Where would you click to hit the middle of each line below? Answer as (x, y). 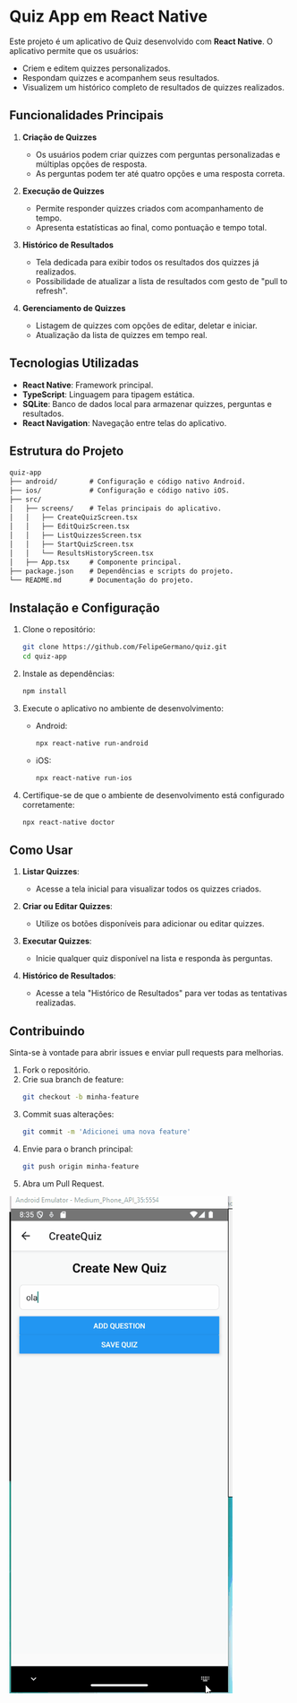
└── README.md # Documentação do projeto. (102, 580)
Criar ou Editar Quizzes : (68, 907)
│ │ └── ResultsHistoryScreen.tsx (81, 553)
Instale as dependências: (68, 673)
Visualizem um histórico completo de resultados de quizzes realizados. (153, 87)
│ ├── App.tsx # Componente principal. (95, 562)
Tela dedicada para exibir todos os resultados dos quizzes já (147, 262)
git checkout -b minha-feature (81, 1097)
